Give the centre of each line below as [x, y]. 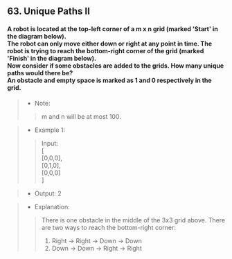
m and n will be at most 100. [81, 116]
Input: [50, 143]
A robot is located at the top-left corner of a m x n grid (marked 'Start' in [113, 29]
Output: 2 [48, 193]
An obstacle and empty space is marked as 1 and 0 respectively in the [110, 80]
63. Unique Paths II [48, 11]
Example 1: [50, 130]
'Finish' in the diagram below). [52, 58]
